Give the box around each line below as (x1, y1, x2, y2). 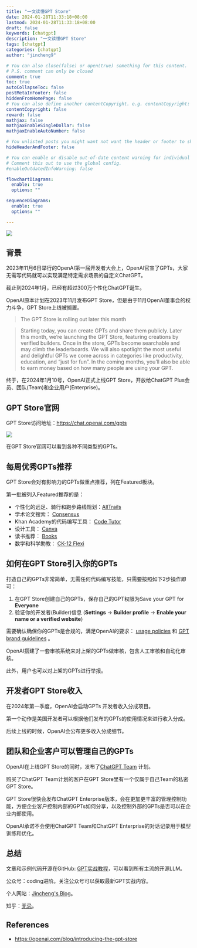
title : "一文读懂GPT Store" (6, 8, 72, 15)
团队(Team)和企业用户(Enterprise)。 (16, 384, 104, 391)
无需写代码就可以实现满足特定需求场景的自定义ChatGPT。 (6, 272, 147, 279)
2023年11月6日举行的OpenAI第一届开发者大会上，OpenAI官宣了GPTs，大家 (6, 264, 188, 271)
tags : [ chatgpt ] (6, 42, 46, 47)
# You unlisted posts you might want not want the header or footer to (6, 139, 185, 145)
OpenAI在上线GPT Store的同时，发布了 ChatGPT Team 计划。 (6, 763, 154, 770)
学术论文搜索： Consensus (14, 511, 80, 518)
